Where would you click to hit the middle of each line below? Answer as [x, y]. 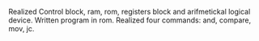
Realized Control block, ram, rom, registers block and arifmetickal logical [129, 12]
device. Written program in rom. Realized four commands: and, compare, [130, 20]
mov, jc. [21, 29]
